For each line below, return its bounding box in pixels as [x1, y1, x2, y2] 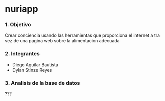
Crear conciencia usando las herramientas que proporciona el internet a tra [5, 32, 160, 38]
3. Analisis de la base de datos [5, 79, 80, 86]
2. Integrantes [5, 50, 40, 57]
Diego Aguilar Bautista [12, 61, 58, 68]
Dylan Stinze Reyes [12, 67, 52, 73]
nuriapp [5, 3, 38, 15]
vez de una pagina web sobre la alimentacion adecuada [5, 38, 120, 44]
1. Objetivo [5, 21, 31, 28]
